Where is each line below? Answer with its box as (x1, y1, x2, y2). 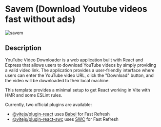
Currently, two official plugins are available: (5, 101, 92, 108)
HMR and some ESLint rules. (5, 92, 62, 98)
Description (5, 44, 41, 52)
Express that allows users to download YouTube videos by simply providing (5, 62, 157, 68)
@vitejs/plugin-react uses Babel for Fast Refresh (12, 111, 110, 117)
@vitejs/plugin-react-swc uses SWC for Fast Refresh (12, 116, 119, 122)
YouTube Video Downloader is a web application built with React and (5, 57, 143, 63)
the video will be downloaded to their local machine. (5, 77, 110, 83)
